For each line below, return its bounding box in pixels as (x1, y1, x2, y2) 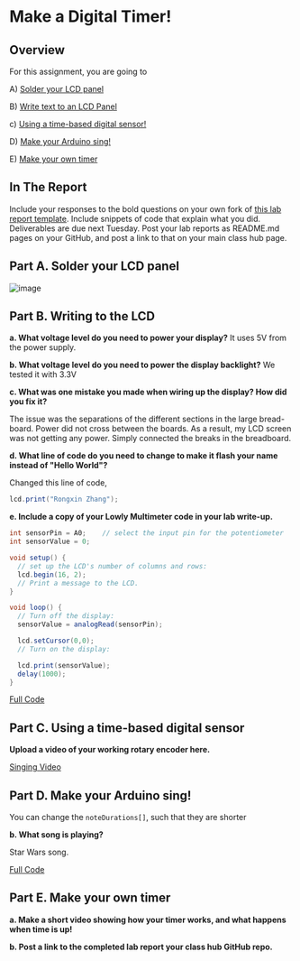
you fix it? (9, 396, 48, 407)
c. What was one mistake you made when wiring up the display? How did (9, 386, 287, 398)
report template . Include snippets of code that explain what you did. (9, 213, 261, 224)
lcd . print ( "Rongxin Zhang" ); (9, 494, 119, 504)
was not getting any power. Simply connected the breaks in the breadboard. (9, 433, 292, 444)
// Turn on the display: (17, 644, 111, 653)
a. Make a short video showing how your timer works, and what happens (9, 914, 286, 925)
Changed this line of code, (9, 477, 108, 488)
